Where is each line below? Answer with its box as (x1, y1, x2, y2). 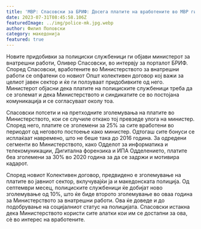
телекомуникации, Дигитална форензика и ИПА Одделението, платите (6, 147, 187, 154)
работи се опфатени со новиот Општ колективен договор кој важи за (6, 72, 184, 79)
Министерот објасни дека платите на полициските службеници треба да (6, 85, 193, 91)
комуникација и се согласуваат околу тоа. (6, 97, 115, 105)
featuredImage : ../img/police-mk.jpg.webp (6, 20, 114, 26)
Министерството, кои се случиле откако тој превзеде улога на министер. (6, 115, 195, 123)
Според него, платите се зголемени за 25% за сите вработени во (6, 122, 175, 129)
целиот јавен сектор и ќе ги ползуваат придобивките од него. (6, 78, 165, 86)
